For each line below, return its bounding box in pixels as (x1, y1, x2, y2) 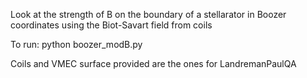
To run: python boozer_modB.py (10, 39, 143, 50)
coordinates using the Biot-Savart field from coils (10, 19, 213, 31)
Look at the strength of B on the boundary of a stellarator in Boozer (10, 9, 287, 20)
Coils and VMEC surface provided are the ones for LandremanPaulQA (10, 58, 297, 69)
